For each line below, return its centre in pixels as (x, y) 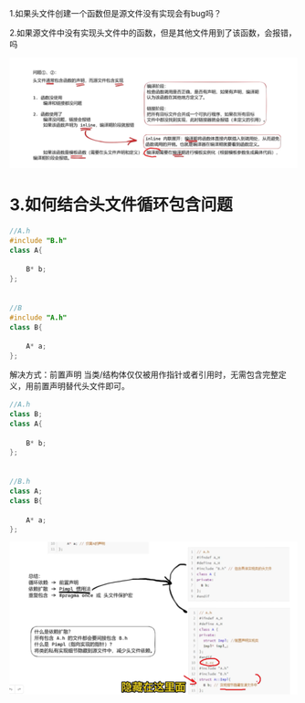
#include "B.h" (38, 240)
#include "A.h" (38, 318)
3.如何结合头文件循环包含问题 (121, 205)
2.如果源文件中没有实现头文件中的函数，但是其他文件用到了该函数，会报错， (153, 33)
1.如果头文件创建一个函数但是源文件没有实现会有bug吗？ (116, 13)
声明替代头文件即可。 (89, 386)
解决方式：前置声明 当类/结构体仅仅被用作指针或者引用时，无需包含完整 (144, 375)
